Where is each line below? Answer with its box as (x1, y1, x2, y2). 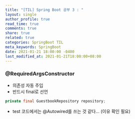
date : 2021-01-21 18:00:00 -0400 (5, 49, 75, 54)
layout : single (5, 12, 37, 17)
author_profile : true (5, 16, 50, 21)
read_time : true (5, 21, 39, 26)
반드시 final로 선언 (12, 88, 48, 94)
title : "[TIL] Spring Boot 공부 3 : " (5, 7, 84, 12)
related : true (5, 35, 35, 40)
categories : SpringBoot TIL (5, 40, 64, 45)
